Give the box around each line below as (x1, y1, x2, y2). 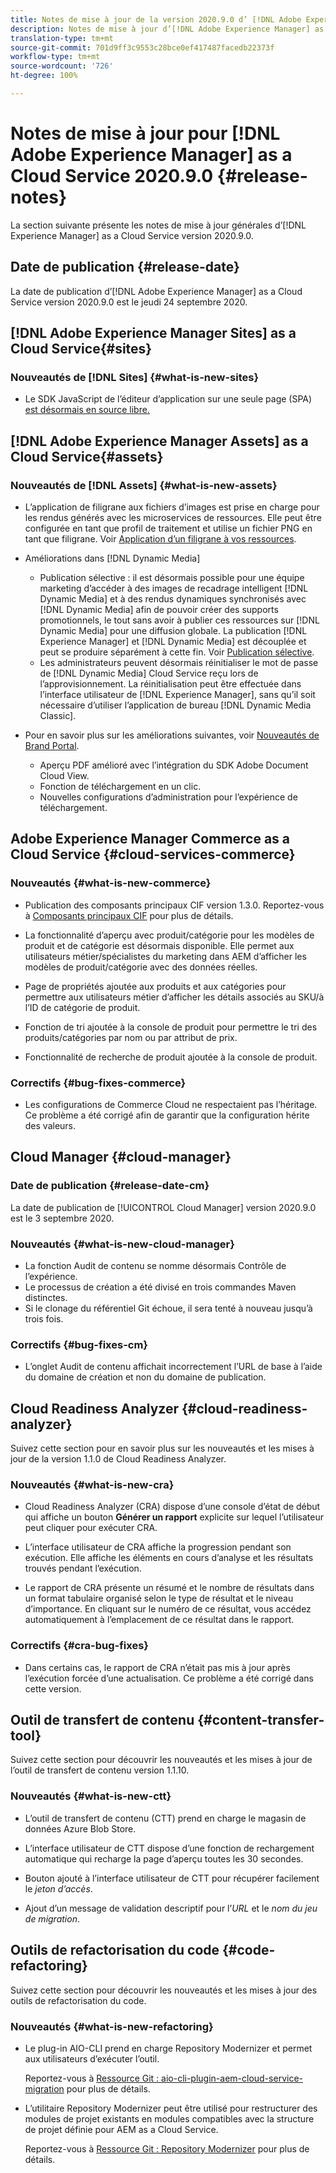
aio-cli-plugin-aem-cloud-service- (161, 2072, 303, 2084)
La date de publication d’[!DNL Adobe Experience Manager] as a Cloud (10, 285, 303, 297)
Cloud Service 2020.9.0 (10, 165, 214, 188)
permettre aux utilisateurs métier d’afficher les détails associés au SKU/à (24, 991, 325, 1003)
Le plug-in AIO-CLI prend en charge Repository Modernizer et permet (24, 2042, 313, 2054)
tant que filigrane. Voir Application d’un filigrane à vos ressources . (24, 533, 297, 545)
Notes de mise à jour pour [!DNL (10, 122, 281, 145)
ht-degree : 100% (10, 71, 78, 81)
